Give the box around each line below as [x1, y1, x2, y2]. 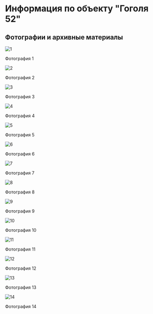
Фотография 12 [5, 265, 37, 271]
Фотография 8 [5, 189, 35, 195]
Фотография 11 [5, 247, 36, 252]
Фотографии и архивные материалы [5, 33, 124, 41]
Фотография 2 [5, 75, 35, 80]
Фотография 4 [5, 113, 35, 119]
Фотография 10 [5, 227, 37, 233]
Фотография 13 [5, 284, 37, 290]
